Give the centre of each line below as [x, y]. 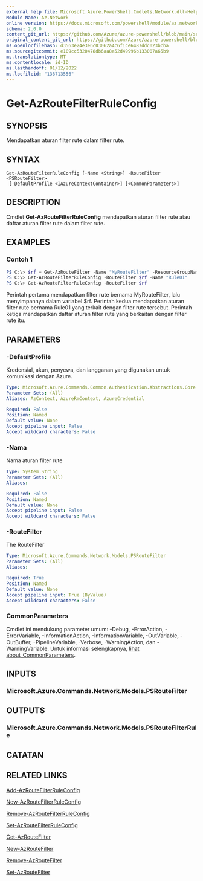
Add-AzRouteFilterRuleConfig [43, 790]
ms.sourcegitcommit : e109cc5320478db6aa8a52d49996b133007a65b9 [88, 51]
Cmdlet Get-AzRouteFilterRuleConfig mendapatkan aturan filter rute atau [98, 217]
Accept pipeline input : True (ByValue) [56, 595]
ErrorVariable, [24, 636]
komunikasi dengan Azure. [39, 376]
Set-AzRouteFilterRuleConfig [42, 825]
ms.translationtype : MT [36, 57]
